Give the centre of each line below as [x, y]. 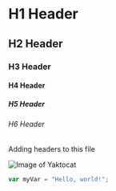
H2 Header [36, 44]
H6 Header [26, 124]
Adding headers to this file [52, 148]
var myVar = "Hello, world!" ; [59, 179]
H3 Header [30, 67]
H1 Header [43, 14]
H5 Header [27, 104]
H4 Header [27, 86]
